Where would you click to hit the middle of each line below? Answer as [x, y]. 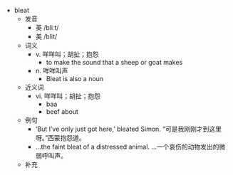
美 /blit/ [46, 36]
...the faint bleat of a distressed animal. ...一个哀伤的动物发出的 [127, 147]
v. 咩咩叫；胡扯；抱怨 [67, 54]
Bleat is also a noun [75, 79]
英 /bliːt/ [47, 27]
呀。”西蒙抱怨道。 [60, 138]
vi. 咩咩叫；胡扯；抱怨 [68, 96]
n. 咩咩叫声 [52, 71]
